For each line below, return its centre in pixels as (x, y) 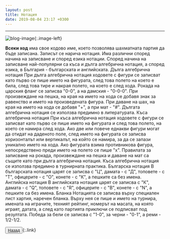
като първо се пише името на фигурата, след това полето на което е (80, 80)
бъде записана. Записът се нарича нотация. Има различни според (78, 54)
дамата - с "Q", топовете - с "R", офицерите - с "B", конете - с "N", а (79, 188)
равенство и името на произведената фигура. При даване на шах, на (80, 102)
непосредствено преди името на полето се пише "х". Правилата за (78, 150)
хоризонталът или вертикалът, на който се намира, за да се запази (78, 139)
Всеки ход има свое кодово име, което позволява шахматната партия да (85, 48)
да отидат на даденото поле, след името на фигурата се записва (76, 134)
